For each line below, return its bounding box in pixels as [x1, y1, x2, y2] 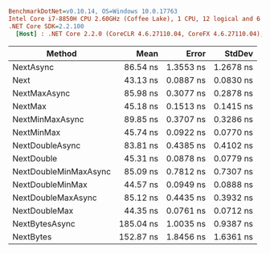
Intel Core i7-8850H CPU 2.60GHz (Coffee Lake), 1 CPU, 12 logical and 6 [8, 14, 261, 22]
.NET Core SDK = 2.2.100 [8, 22, 84, 31]
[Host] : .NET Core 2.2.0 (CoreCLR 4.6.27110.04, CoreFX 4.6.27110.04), [15, 30, 264, 38]
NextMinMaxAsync [12, 113, 84, 124]
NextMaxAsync [12, 88, 71, 99]
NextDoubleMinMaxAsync [12, 165, 111, 177]
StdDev [224, 47, 254, 59]
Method [46, 47, 78, 59]
